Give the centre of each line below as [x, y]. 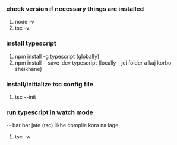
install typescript [31, 43]
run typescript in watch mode [50, 112]
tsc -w [23, 137]
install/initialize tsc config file [50, 84]
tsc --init [26, 97]
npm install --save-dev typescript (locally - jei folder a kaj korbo [93, 62]
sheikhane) [29, 69]
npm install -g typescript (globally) [57, 56]
